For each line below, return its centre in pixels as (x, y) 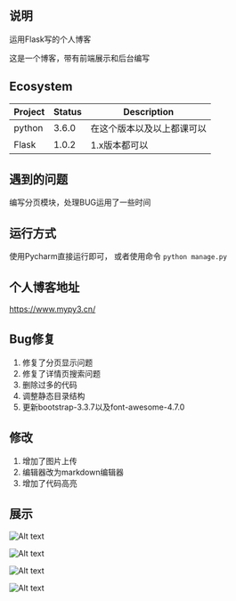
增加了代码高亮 (49, 483)
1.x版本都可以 (119, 145)
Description (149, 111)
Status (67, 111)
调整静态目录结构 (53, 395)
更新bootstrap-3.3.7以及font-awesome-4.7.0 (103, 407)
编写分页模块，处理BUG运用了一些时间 (80, 202)
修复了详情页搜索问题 (61, 373)
